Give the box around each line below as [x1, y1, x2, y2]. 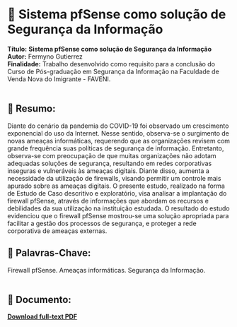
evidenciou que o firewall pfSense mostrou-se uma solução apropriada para [7, 211, 229, 220]
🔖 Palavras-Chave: [7, 247, 91, 259]
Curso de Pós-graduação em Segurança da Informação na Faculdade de [7, 67, 219, 76]
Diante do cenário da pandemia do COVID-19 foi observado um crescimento [7, 121, 229, 130]
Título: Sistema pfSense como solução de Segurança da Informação [7, 44, 212, 53]
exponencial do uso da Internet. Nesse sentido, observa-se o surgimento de [7, 129, 230, 137]
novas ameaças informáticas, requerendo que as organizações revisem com [7, 136, 231, 145]
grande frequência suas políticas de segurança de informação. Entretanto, [7, 144, 224, 153]
